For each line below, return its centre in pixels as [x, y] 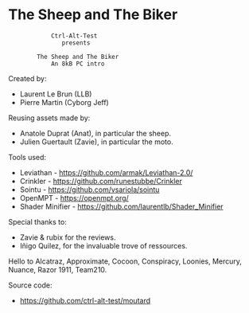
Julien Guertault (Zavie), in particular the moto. [96, 142]
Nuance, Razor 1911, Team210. [58, 269]
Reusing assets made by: [49, 118]
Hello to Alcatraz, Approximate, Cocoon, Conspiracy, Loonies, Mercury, [125, 261]
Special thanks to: [38, 221]
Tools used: [27, 157]
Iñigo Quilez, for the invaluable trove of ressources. [103, 245]
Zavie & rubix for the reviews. [68, 237]
